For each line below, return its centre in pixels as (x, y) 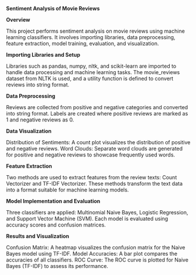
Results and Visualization (37, 236)
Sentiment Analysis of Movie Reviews (53, 8)
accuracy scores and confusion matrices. (56, 225)
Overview (18, 20)
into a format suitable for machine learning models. (68, 190)
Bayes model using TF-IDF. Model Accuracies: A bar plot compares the (92, 254)
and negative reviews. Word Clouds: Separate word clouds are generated (94, 149)
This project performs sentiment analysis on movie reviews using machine (96, 31)
